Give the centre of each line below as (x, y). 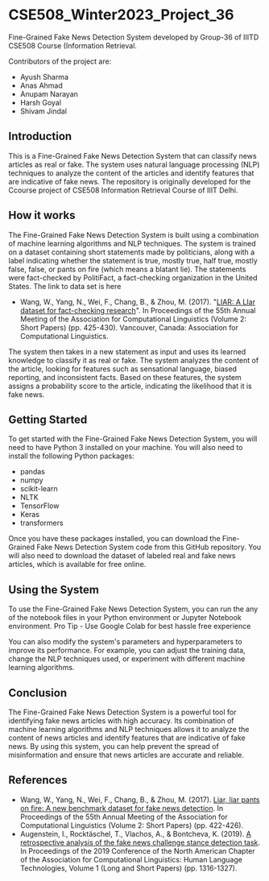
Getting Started (48, 419)
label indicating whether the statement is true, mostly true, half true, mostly (133, 260)
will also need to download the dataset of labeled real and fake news (122, 556)
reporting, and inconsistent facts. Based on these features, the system (125, 377)
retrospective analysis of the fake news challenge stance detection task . (140, 842)
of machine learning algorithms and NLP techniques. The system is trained (132, 243)
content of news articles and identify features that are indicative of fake (127, 738)
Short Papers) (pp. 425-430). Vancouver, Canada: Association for (129, 327)
